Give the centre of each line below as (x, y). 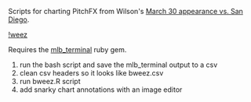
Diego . (19, 19)
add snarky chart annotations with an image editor (101, 90)
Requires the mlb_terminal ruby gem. (67, 49)
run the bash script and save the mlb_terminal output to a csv (118, 65)
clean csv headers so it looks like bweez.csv (91, 73)
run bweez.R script (50, 81)
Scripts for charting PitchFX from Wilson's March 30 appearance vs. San (125, 11)
